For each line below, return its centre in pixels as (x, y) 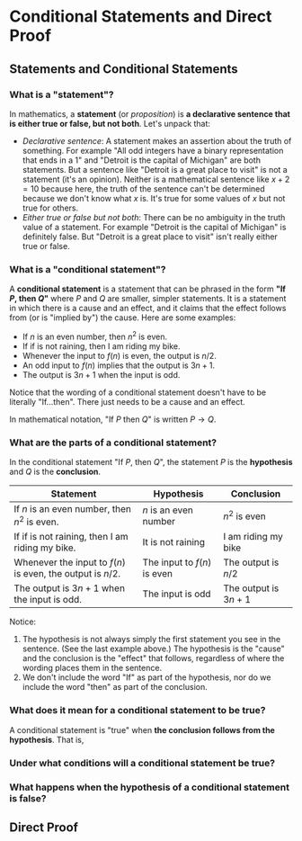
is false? (28, 798)
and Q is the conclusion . (55, 472)
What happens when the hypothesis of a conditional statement (150, 787)
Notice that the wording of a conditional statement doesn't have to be (138, 392)
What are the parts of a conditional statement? (113, 443)
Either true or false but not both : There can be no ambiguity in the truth (154, 217)
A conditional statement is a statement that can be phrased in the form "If (147, 289)
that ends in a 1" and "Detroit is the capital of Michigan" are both (141, 160)
